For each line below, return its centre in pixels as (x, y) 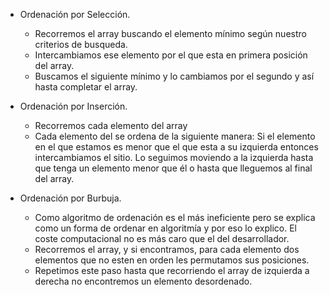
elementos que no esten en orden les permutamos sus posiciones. (172, 260)
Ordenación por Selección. (75, 14)
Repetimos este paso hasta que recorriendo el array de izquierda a (172, 270)
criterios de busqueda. (81, 44)
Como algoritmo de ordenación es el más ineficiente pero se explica (175, 217)
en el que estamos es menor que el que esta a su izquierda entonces (176, 147)
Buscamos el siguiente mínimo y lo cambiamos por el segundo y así (174, 76)
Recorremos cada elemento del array (111, 125)
